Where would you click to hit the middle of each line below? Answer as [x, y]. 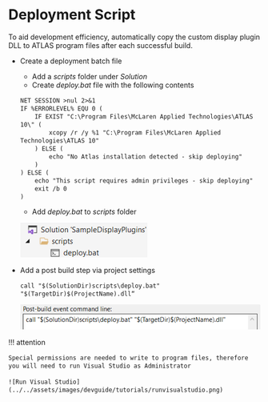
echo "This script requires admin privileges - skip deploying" [144, 181]
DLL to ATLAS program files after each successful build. [101, 45]
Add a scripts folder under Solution [90, 76]
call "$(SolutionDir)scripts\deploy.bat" [90, 286]
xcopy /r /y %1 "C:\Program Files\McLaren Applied [135, 133]
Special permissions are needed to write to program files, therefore [128, 358]
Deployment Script [72, 15]
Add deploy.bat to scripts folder [84, 211]
